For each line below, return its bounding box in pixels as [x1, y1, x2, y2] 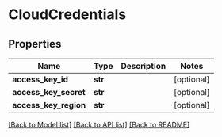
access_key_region [12, 100, 86, 110]
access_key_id [12, 74, 69, 85]
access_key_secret [12, 87, 86, 97]
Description [121, 61, 166, 71]
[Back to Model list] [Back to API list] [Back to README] [8, 120, 190, 129]
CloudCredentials [8, 6, 127, 24]
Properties [8, 37, 62, 51]
